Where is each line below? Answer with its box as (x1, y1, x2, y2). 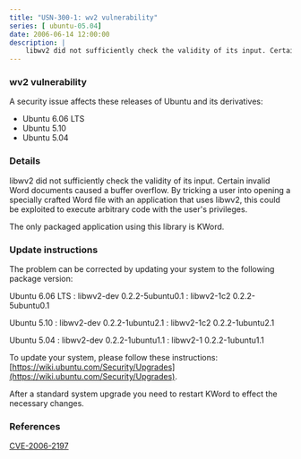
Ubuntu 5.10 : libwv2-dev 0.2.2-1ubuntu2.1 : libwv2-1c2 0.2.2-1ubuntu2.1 (9, 318, 275, 328)
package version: (9, 274, 73, 285)
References (9, 420, 61, 432)
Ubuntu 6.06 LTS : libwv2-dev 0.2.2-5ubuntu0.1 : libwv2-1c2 (9, 291, 231, 302)
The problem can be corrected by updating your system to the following (9, 264, 275, 275)
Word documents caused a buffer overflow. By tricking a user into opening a (9, 184, 291, 195)
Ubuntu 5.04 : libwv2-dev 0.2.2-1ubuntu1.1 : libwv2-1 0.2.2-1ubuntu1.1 (9, 335, 264, 345)
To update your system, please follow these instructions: (9, 353, 218, 363)
